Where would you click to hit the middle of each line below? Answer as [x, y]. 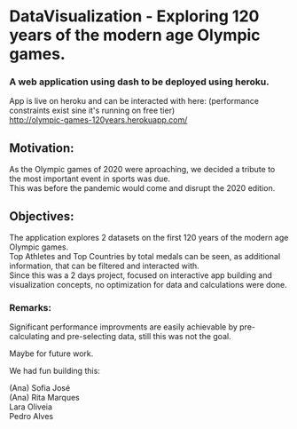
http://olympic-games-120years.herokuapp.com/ [98, 120]
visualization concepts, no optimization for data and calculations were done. [148, 285]
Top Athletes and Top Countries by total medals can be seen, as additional [145, 257]
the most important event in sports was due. [90, 179]
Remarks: [30, 308]
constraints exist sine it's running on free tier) [92, 111]
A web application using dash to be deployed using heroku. [139, 82]
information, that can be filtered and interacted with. [104, 266]
